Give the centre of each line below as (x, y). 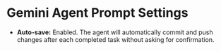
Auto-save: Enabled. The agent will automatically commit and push (115, 32)
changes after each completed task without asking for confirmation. (115, 39)
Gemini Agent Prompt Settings (97, 13)
